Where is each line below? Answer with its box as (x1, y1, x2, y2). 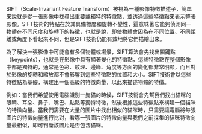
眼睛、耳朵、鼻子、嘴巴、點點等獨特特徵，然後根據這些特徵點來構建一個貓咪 (6, 99, 196, 106)
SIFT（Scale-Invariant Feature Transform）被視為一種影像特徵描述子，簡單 (6, 5, 192, 12)
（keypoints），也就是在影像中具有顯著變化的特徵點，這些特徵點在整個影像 (6, 56, 191, 63)
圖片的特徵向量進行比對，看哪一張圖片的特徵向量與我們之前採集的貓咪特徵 (6, 114, 191, 121)
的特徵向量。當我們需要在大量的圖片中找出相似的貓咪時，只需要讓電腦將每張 (6, 106, 196, 113)
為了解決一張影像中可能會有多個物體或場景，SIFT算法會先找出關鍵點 (6, 48, 176, 56)
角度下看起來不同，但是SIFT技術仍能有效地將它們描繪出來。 (16, 36, 165, 42)
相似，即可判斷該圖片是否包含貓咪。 (16, 121, 106, 129)
